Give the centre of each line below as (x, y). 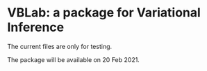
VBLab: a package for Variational (104, 13)
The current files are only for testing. (60, 46)
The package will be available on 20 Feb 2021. (74, 59)
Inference (36, 27)
